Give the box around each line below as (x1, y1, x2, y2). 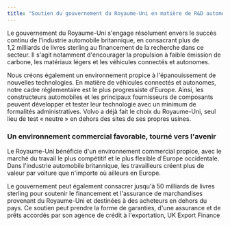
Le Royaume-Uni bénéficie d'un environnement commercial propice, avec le (7, 147, 222, 155)
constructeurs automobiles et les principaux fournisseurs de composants (7, 93, 214, 101)
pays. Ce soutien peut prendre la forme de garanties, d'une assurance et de (7, 203, 221, 212)
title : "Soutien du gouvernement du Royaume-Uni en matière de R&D (7, 10, 204, 17)
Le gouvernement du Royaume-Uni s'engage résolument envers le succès (7, 29, 217, 37)
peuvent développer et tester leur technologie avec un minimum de (7, 100, 196, 108)
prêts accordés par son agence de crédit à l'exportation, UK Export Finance (7, 211, 220, 219)
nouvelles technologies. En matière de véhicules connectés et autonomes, (7, 78, 217, 86)
